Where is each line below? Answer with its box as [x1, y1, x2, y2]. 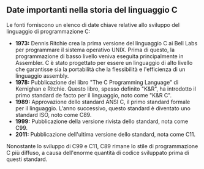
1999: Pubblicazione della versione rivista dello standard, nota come [15, 118, 189, 125]
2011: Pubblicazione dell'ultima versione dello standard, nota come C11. [15, 130, 196, 138]
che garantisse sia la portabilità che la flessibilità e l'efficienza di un [15, 66, 186, 73]
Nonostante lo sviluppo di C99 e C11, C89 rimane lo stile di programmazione [6, 142, 198, 149]
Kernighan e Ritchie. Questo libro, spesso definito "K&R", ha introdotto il [15, 85, 196, 92]
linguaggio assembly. [15, 72, 69, 79]
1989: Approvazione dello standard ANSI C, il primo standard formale [15, 98, 191, 105]
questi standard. [6, 156, 48, 163]
